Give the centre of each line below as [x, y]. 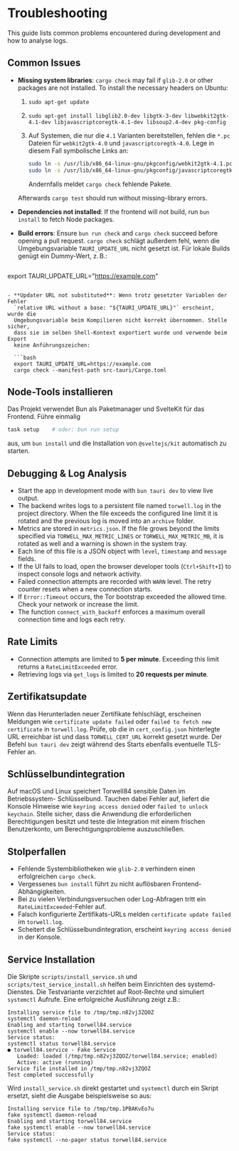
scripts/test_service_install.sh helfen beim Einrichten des [97, 984]
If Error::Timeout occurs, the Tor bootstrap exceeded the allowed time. [122, 597]
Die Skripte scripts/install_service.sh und [72, 977]
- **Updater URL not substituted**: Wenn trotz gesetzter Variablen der [117, 295]
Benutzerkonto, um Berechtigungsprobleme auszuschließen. [96, 829]
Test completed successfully [51, 1075]
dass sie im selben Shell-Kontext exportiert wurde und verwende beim [121, 333]
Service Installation [51, 959]
